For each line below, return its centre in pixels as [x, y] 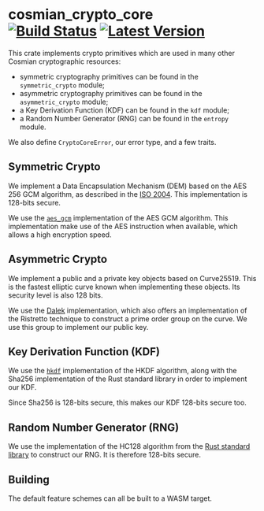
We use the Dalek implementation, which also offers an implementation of [128, 310]
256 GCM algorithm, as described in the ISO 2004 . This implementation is [128, 194]
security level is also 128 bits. [56, 295]
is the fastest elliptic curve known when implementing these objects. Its [124, 287]
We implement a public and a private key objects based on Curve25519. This [132, 278]
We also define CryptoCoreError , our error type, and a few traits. [112, 142]
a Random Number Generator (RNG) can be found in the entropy [124, 118]
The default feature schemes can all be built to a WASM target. [110, 498]
